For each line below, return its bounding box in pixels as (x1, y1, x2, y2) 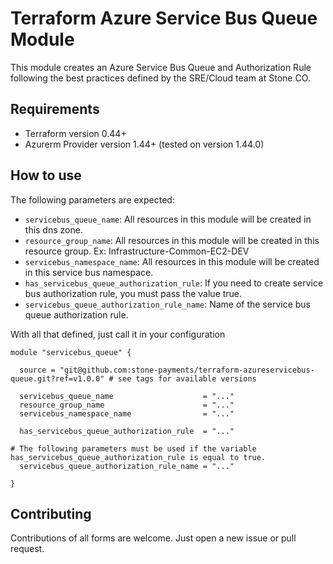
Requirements (10, 101, 100, 118)
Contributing (10, 505, 92, 522)
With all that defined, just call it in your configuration (10, 328, 226, 340)
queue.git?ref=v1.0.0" (10, 373, 105, 384)
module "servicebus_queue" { (10, 347, 132, 357)
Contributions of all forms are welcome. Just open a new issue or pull (10, 532, 297, 544)
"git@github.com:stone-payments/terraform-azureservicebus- (59, 365, 315, 375)
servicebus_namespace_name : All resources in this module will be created (24, 255, 320, 267)
